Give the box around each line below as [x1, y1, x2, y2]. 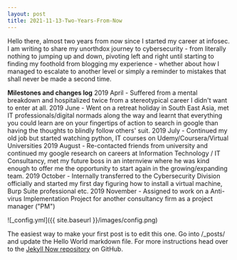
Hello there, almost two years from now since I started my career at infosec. [7, 36, 230, 45]
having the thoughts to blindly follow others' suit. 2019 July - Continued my [7, 126, 228, 135]
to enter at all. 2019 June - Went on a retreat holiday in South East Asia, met [7, 103, 229, 112]
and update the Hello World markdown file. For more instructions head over [7, 236, 228, 246]
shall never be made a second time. [7, 74, 112, 83]
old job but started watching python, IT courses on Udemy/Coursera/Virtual [7, 133, 229, 142]
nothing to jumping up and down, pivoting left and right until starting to [7, 51, 215, 61]
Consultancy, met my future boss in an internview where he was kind [7, 156, 210, 165]
